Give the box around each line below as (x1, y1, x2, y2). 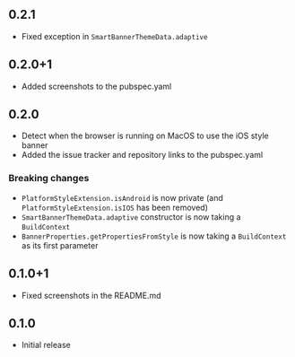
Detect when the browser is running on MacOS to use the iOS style (21, 130, 270, 142)
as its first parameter (21, 239, 99, 250)
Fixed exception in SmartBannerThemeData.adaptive (21, 30, 208, 41)
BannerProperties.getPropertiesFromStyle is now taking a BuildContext (21, 231, 287, 241)
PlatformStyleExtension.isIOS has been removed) (21, 202, 208, 213)
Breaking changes (8, 172, 90, 185)
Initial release (21, 340, 71, 351)
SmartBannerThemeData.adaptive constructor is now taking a (21, 211, 241, 222)
